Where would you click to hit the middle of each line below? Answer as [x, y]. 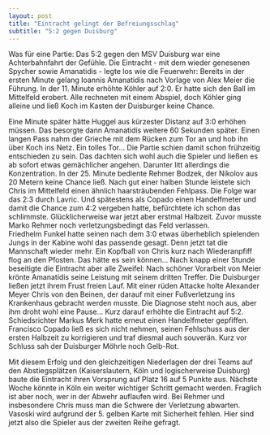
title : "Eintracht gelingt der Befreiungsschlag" [94, 24]
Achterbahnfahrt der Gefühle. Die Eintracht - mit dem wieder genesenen [129, 63]
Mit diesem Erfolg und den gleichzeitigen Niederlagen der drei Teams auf [131, 362]
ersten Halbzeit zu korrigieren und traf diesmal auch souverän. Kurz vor [128, 337]
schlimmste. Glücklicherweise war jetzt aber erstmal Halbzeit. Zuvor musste [135, 217]
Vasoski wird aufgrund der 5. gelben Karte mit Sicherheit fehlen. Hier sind [131, 414]
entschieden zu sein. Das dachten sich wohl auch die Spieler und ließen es [133, 156]
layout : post [30, 16]
